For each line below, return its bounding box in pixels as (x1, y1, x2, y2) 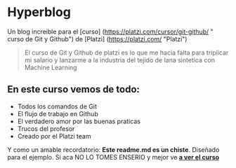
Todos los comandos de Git (17, 102, 97, 111)
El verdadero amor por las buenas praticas (17, 117, 140, 125)
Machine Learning (24, 63, 77, 71)
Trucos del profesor (17, 124, 75, 133)
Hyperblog (7, 4, 72, 20)
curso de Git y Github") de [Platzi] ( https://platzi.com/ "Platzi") (7, 34, 188, 43)
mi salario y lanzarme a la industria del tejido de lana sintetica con (24, 55, 216, 64)
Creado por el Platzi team (17, 132, 91, 140)
